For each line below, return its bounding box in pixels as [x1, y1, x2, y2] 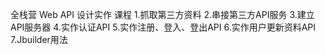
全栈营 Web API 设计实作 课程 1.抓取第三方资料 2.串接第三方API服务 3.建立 [10, 9, 315, 20]
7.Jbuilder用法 [10, 34, 68, 45]
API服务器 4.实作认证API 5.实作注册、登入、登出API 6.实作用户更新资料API [10, 21, 317, 33]
